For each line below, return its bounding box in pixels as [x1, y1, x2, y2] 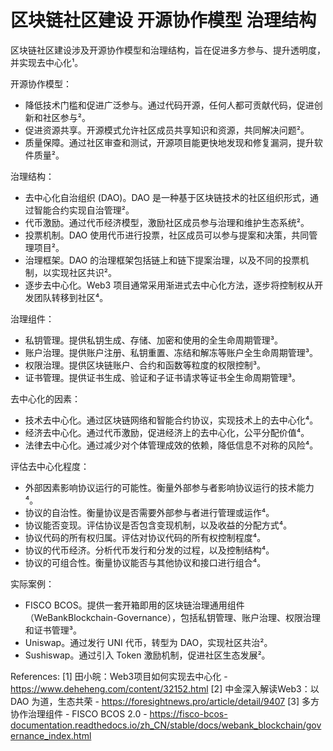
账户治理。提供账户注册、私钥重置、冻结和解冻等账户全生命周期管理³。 [24, 346, 319, 358]
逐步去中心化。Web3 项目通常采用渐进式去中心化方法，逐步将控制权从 [24, 279, 315, 291]
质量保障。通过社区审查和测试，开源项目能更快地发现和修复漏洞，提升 [24, 136, 315, 148]
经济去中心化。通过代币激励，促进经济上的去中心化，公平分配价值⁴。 [24, 426, 310, 438]
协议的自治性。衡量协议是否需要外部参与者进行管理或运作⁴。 [24, 506, 275, 518]
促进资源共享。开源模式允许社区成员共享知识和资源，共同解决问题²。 [24, 124, 310, 136]
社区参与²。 [42, 111, 91, 123]
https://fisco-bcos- [149, 707, 228, 720]
